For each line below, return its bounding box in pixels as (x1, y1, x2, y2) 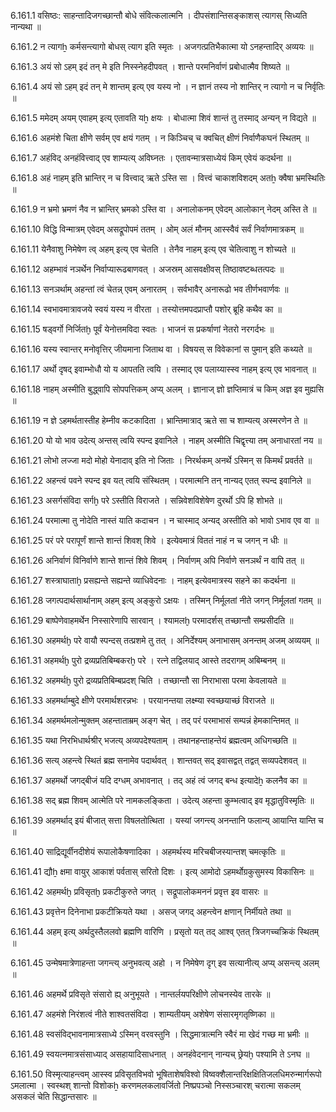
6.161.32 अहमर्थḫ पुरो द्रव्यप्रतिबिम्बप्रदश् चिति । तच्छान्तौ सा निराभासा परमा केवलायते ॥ (10, 675, 287, 686)
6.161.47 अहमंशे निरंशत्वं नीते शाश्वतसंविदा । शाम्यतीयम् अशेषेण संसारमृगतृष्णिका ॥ (10, 1008, 275, 1020)
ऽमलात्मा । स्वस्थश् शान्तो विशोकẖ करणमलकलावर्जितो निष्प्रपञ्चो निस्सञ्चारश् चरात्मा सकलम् (10, 1080, 301, 1091)
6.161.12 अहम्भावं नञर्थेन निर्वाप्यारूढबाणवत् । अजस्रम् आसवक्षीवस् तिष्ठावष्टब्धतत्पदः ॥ (10, 263, 285, 275)
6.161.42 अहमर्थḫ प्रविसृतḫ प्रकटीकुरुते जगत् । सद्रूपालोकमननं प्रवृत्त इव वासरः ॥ (10, 886, 268, 897)
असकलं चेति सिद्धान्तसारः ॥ (10, 1091, 97, 1102)
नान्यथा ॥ (10, 21, 42, 32)
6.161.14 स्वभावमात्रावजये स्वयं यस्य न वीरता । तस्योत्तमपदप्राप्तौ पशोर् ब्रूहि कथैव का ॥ (10, 303, 282, 315)
